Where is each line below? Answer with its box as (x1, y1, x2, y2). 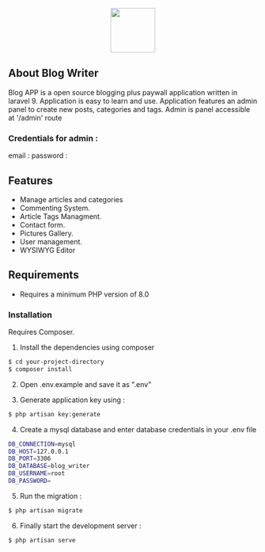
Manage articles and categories (19, 194, 123, 204)
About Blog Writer (8, 67, 99, 80)
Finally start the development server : (19, 520, 142, 531)
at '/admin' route (8, 113, 62, 122)
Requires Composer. (8, 328, 75, 337)
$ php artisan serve (8, 536, 77, 544)
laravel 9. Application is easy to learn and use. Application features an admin (8, 96, 258, 105)
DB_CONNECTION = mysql (8, 440, 77, 448)
